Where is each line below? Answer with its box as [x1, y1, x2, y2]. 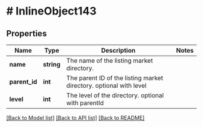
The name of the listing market [66, 56, 153, 65]
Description [101, 47, 136, 54]
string [43, 60, 61, 68]
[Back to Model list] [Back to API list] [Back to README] [6, 114, 145, 122]
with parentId [66, 99, 104, 107]
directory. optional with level [66, 82, 147, 90]
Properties [6, 28, 47, 39]
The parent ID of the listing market [66, 74, 163, 82]
